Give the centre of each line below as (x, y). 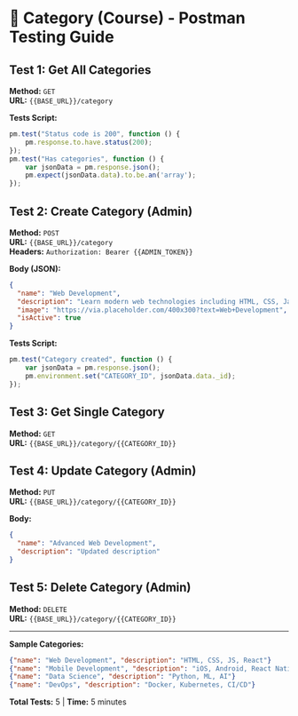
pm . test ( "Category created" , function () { (91, 360)
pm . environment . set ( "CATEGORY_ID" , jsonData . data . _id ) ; (131, 376)
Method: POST (34, 232)
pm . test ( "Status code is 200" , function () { (94, 134)
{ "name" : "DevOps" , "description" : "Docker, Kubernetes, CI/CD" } (132, 685)
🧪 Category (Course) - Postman (127, 18)
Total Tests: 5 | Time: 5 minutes (68, 702)
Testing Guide (62, 37)
